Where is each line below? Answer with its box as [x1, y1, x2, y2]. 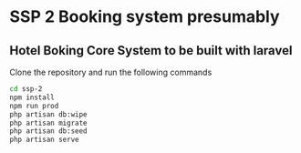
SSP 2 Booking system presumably [9, 6, 280, 27]
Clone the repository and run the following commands [9, 66, 213, 77]
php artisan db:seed [9, 127, 88, 136]
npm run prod [9, 101, 59, 110]
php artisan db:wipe [9, 109, 88, 119]
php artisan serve [9, 135, 79, 145]
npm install [9, 93, 55, 102]
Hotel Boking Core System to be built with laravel [9, 43, 293, 58]
